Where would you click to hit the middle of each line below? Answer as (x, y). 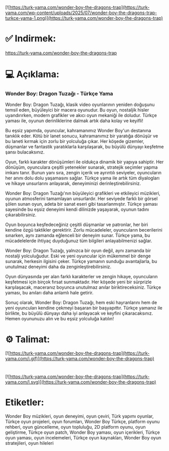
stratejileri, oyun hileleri (30, 443)
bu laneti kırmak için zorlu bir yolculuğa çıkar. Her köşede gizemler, (75, 141)
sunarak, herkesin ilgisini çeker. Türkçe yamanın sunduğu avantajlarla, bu (81, 261)
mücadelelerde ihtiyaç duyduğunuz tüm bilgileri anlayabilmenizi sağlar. (79, 241)
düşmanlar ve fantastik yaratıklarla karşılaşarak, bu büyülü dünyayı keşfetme (84, 147)
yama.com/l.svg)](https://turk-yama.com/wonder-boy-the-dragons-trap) (81, 382)
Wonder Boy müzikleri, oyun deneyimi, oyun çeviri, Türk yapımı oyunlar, (79, 416)
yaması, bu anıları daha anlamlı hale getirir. (49, 293)
